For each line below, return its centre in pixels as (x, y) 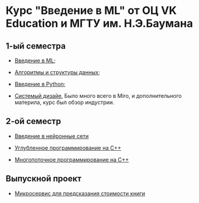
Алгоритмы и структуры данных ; (57, 72)
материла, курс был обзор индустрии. (65, 102)
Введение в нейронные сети (51, 136)
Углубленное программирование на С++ (68, 148)
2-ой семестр (33, 121)
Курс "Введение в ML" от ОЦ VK (91, 11)
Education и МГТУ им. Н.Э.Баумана (99, 23)
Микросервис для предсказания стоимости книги (80, 193)
